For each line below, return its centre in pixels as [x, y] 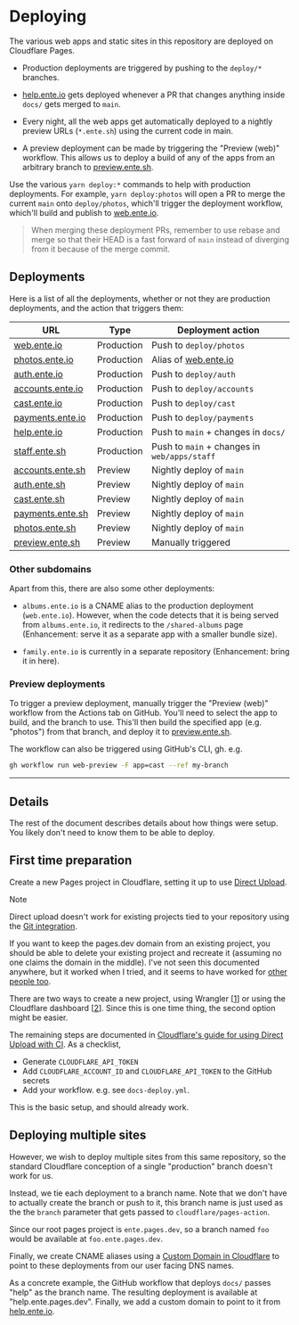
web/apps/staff [183, 456]
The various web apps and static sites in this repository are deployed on [141, 41]
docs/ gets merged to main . [72, 103]
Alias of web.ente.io [192, 359]
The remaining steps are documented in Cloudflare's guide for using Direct [146, 1034]
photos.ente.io [44, 359]
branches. [40, 77]
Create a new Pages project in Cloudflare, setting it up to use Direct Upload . [148, 882]
